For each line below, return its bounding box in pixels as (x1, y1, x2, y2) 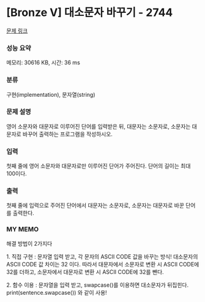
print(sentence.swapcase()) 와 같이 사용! (6, 289, 107, 296)
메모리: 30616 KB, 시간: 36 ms (6, 59, 81, 66)
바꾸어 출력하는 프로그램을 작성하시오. (22, 130, 113, 138)
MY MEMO (6, 225, 39, 233)
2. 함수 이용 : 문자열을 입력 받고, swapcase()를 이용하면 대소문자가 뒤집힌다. (6, 281, 188, 289)
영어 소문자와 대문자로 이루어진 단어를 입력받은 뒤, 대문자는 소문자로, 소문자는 (6, 123, 191, 130)
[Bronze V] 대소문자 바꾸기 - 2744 (6, 6, 173, 20)
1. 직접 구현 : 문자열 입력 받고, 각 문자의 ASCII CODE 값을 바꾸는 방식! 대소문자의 (6, 252, 198, 260)
